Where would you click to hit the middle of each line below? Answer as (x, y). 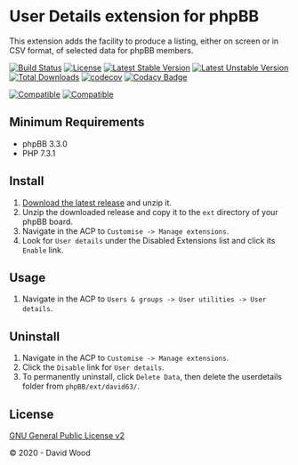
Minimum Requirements (77, 122)
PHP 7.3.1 (39, 153)
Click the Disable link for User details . (93, 367)
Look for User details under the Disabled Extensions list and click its (149, 240)
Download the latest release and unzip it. (97, 203)
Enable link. (43, 250)
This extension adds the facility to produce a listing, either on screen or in (144, 41)
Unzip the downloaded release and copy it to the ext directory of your (150, 212)
